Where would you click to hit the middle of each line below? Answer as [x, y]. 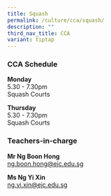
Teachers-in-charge [42, 141]
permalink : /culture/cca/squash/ [56, 20]
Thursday [22, 108]
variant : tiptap [31, 40]
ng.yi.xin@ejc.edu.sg [37, 184]
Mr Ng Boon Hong [34, 156]
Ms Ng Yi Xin [26, 177]
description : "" [31, 27]
